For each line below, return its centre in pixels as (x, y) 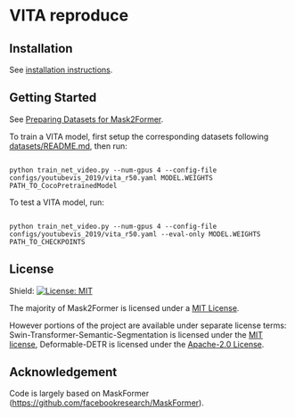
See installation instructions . (61, 69)
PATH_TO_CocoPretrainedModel (63, 185)
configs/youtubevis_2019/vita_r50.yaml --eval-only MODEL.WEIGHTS (135, 234)
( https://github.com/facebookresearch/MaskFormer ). (107, 403)
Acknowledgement (63, 372)
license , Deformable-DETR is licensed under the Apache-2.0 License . (137, 344)
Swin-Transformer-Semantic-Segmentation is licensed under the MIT (136, 334)
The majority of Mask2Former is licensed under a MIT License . (124, 307)
